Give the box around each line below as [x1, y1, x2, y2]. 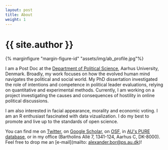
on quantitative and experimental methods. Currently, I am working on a [5, 87, 155, 93]
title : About [5, 12, 33, 17]
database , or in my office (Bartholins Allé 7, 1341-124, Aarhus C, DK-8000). [5, 134, 160, 140]
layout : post [5, 7, 33, 13]
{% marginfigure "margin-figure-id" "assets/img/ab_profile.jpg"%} [5, 55, 144, 62]
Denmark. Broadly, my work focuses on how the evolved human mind [5, 71, 150, 77]
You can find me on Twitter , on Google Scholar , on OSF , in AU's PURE [5, 128, 150, 135]
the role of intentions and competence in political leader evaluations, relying [5, 82, 163, 88]
